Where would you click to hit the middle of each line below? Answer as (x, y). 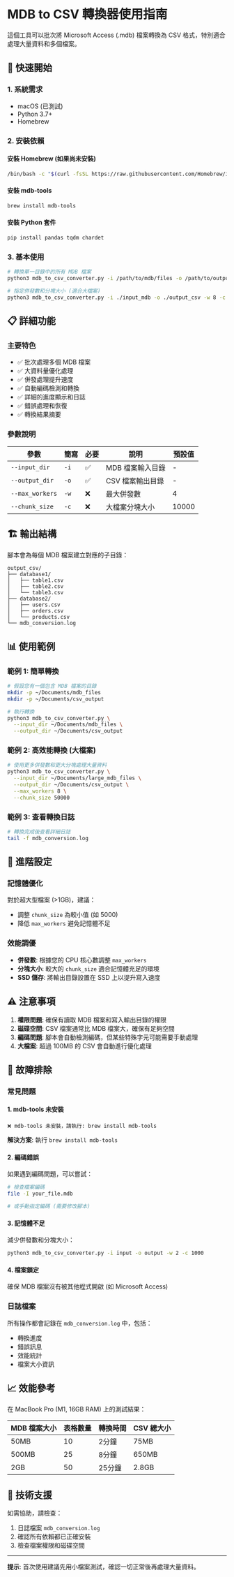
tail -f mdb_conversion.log (48, 838)
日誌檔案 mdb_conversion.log (58, 1528)
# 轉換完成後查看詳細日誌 (39, 832)
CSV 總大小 (152, 1428)
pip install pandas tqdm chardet (56, 237)
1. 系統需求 (25, 89)
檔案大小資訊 (36, 1364)
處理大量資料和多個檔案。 (44, 43)
